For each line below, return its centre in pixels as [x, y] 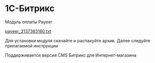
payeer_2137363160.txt [28, 31]
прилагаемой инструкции [31, 46]
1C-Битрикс [30, 8]
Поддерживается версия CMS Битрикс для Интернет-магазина [71, 55]
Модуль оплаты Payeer [29, 22]
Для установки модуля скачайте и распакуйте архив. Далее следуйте [78, 40]
